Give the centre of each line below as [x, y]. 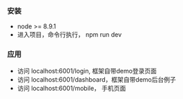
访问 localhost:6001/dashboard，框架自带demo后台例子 [96, 79]
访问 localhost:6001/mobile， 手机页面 [71, 88]
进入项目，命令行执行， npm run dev [69, 35]
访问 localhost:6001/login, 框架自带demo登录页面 [87, 71]
